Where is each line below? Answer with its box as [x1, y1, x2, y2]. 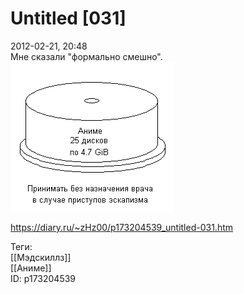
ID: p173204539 [10, 272, 77, 284]
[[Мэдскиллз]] [10, 251, 72, 263]
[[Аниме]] [10, 262, 52, 274]
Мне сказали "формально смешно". [10, 50, 163, 62]
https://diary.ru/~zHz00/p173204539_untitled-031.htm [10, 221, 234, 233]
